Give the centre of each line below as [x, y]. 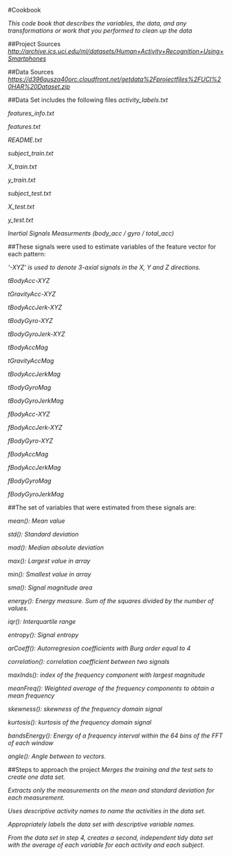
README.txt [25, 140]
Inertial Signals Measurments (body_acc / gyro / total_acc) [91, 233]
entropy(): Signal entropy [43, 635]
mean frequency [31, 696]
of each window [31, 743]
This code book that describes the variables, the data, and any [97, 23]
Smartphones [27, 59]
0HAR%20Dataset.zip [39, 86]
